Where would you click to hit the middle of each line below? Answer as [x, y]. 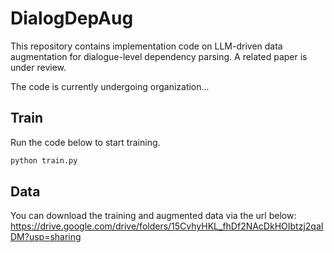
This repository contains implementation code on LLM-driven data [146, 46]
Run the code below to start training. [85, 142]
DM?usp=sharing [46, 237]
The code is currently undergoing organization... [110, 86]
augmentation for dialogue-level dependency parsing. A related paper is [159, 56]
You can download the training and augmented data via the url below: [153, 216]
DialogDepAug [72, 18]
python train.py [44, 160]
